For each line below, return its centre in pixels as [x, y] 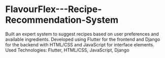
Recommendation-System [62, 20]
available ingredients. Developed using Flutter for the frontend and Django [83, 39]
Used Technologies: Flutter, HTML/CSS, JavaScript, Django [67, 50]
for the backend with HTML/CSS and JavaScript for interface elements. [80, 44]
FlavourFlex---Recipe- [54, 9]
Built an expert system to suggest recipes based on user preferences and [82, 34]
